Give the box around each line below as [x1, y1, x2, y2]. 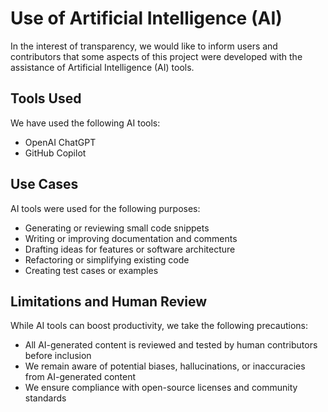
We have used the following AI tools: [10, 117, 161, 129]
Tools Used [10, 90, 82, 107]
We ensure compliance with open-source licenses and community [24, 382, 298, 394]
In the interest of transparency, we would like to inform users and [10, 40, 278, 52]
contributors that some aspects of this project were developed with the [10, 50, 303, 62]
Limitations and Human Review [10, 293, 208, 310]
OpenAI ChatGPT [24, 136, 97, 148]
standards [24, 392, 67, 404]
